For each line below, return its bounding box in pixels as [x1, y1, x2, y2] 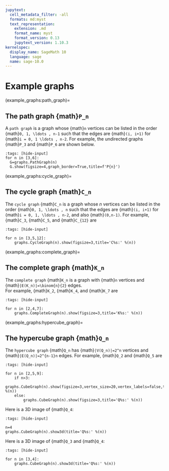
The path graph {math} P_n [5, 112, 89, 120]
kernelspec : [5, 45, 30, 50]
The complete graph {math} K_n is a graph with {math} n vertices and [5, 277, 145, 283]
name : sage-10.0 [10, 59, 44, 64]
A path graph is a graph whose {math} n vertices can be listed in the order [5, 125, 157, 131]
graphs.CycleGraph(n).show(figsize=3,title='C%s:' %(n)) [14, 240, 136, 245]
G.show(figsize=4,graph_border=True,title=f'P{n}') [10, 164, 121, 169]
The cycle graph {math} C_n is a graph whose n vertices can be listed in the [5, 201, 160, 207]
